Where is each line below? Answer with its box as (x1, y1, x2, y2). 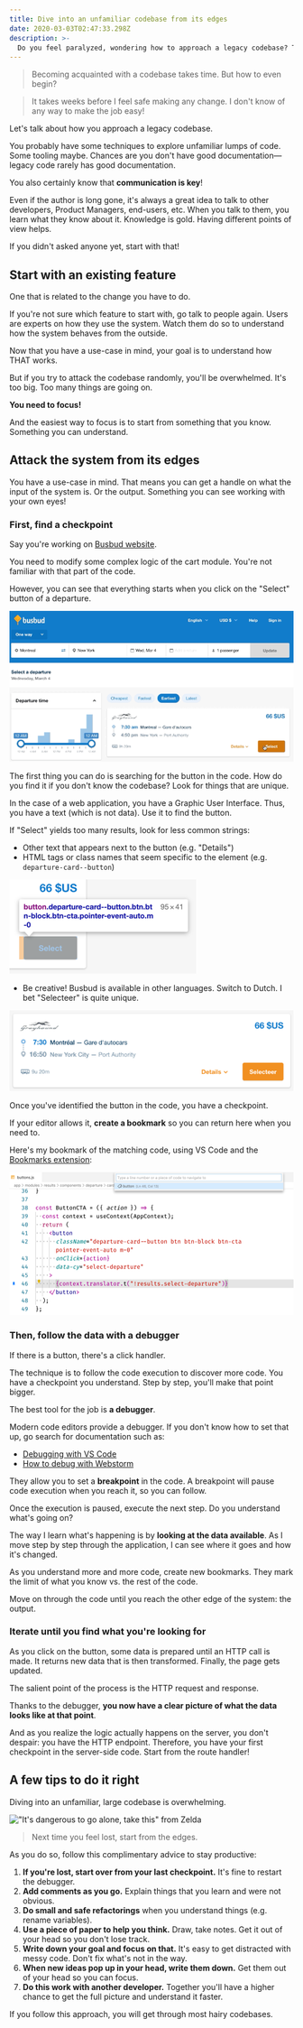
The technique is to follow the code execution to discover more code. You (9, 1367, 284, 1378)
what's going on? (9, 1512, 74, 1523)
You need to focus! (9, 400, 82, 411)
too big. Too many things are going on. (9, 382, 153, 393)
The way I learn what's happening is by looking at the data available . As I (9, 1530, 283, 1541)
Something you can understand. (9, 427, 129, 438)
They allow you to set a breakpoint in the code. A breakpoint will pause (9, 1476, 275, 1486)
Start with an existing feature (9, 267, 177, 282)
